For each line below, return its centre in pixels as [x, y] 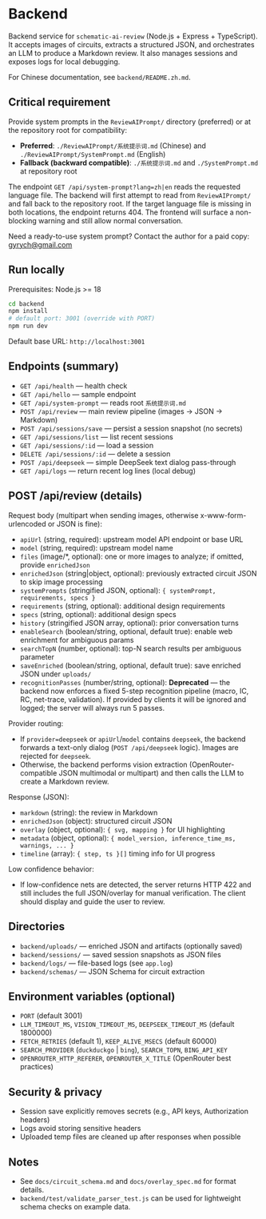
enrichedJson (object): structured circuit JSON [96, 820]
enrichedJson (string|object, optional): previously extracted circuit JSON [138, 573]
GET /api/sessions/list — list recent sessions [96, 436]
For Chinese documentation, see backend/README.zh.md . [100, 77]
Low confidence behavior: [51, 868]
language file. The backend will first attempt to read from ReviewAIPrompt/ [130, 195]
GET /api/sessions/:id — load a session [87, 445]
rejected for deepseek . [56, 756]
